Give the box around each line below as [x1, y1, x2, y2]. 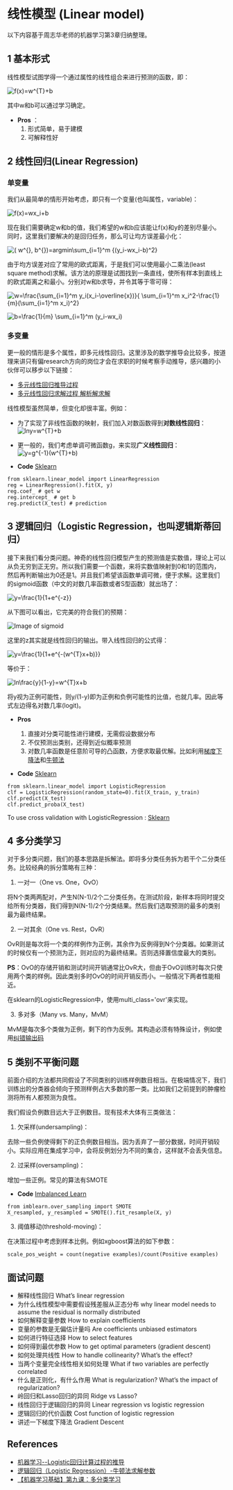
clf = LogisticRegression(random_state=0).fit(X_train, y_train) [7, 788, 200, 796]
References [7, 1439, 58, 1450]
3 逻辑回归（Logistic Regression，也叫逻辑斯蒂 [7, 521, 212, 533]
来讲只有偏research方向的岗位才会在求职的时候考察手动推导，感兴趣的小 [12, 357, 221, 365]
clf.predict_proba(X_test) [7, 801, 85, 808]
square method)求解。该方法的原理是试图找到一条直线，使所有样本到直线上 [7, 269, 223, 277]
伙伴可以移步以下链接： [7, 366, 74, 374]
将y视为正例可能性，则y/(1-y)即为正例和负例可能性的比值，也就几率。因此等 [7, 693, 224, 701]
